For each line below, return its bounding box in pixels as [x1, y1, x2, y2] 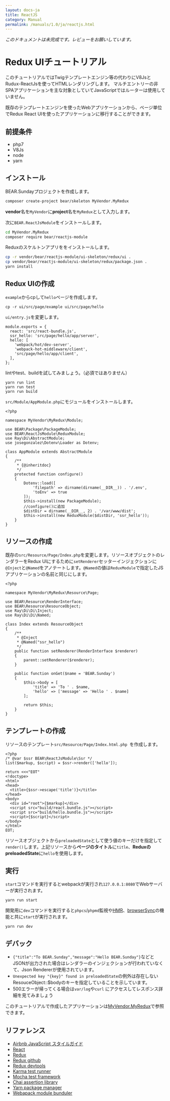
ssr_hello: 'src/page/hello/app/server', [10, 333, 100, 338]
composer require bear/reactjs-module [5, 234, 88, 239]
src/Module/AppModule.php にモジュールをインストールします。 [5, 398, 136, 405]
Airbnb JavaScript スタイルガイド [12, 1040, 83, 1047]
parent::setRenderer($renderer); [23, 657, 95, 663]
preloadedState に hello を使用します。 [5, 850, 86, 856]
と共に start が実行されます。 [9, 914, 70, 920]
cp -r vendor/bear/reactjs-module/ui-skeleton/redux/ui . [5, 254, 131, 259]
